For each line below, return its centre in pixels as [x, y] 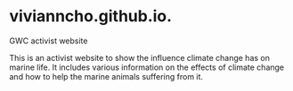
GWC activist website [49, 41]
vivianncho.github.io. [90, 16]
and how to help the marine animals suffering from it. [106, 76]
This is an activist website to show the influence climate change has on [139, 57]
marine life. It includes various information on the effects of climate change [147, 67]
